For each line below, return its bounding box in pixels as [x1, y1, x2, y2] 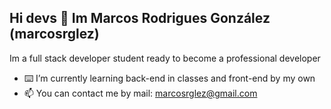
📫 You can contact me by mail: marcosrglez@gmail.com [23, 87, 258, 99]
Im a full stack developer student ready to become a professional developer [9, 52, 321, 64]
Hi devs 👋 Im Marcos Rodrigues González [9, 10, 271, 27]
